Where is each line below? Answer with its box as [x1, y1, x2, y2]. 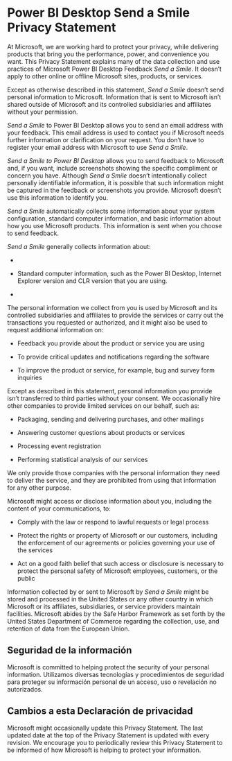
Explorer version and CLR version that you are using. [17, 276, 168, 285]
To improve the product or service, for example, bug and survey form [17, 366, 215, 374]
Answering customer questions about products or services [17, 428, 186, 436]
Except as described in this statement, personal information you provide [7, 386, 213, 395]
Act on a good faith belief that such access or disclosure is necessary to [17, 559, 224, 567]
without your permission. [7, 108, 78, 116]
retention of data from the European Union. [7, 624, 130, 633]
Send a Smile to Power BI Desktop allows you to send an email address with [7, 121, 224, 129]
